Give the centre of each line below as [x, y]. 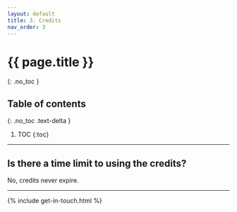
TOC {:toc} [33, 134]
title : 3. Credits [34, 20]
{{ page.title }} [51, 62]
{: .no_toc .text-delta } [39, 121]
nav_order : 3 [26, 27]
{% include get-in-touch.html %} [55, 200]
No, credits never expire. [43, 180]
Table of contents [47, 104]
